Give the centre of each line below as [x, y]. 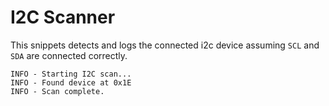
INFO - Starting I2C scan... [71, 74]
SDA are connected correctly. [69, 55]
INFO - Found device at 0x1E [71, 82]
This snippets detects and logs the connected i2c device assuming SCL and [165, 45]
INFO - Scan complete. [57, 91]
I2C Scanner [63, 17]
